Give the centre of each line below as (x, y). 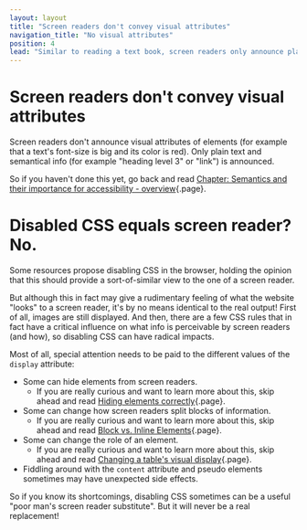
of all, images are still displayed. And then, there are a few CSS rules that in (151, 317)
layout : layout (38, 18)
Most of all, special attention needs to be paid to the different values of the (150, 354)
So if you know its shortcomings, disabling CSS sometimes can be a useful (150, 496)
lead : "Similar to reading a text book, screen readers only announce (147, 52)
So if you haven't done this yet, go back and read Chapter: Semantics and (148, 179)
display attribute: (42, 364)
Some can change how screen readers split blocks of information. (147, 411)
